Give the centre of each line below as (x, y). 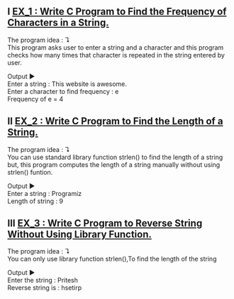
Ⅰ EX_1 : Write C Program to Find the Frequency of (117, 12)
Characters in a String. (58, 23)
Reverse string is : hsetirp (45, 288)
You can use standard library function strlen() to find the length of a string (115, 157)
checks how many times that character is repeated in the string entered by (116, 55)
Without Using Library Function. (80, 235)
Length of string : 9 (35, 201)
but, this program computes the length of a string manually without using (114, 164)
